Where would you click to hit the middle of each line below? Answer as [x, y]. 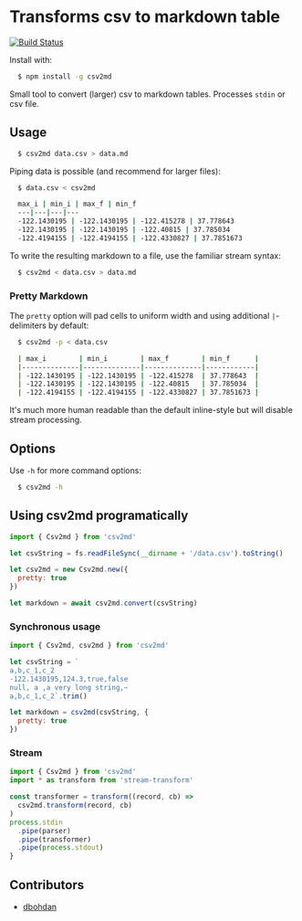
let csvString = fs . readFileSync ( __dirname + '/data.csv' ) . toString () [146, 553]
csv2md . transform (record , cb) [75, 806]
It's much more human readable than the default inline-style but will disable [151, 410]
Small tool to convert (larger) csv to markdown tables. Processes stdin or [147, 94]
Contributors [47, 885]
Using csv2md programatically [99, 516]
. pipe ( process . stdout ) [61, 848]
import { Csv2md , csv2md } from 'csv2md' [89, 646]
